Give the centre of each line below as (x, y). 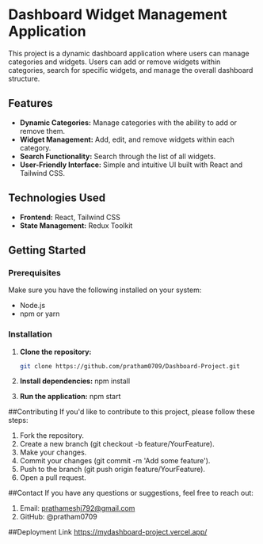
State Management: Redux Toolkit (76, 225)
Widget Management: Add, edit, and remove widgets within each (127, 139)
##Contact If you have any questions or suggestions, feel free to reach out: (131, 493)
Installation (30, 334)
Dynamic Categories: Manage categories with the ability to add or (128, 122)
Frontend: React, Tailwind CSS (70, 217)
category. (35, 147)
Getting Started (47, 250)
